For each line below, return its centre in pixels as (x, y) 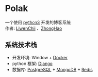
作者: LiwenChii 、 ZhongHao (33, 28)
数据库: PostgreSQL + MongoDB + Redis (52, 69)
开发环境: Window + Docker (40, 57)
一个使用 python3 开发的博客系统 (38, 22)
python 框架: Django (32, 64)
